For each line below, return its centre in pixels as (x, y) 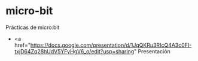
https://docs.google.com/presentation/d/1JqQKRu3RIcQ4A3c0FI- (111, 45)
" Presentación (152, 51)
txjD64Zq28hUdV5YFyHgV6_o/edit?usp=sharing (74, 51)
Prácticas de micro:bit (33, 27)
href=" (22, 45)
